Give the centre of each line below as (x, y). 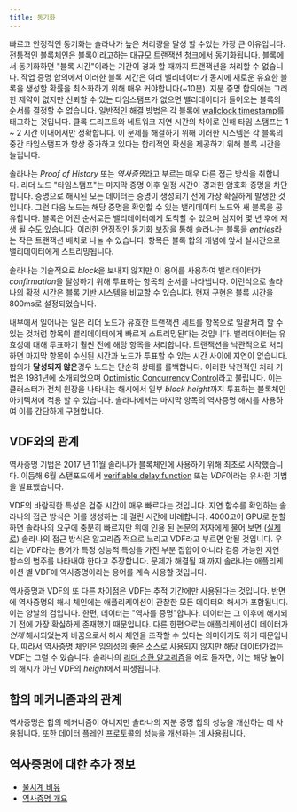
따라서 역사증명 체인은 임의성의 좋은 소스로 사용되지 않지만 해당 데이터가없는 (152, 646)
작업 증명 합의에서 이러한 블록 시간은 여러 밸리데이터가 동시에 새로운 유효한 (150, 77)
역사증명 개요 (45, 799)
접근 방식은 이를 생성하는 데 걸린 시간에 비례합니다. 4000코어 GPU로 (151, 516)
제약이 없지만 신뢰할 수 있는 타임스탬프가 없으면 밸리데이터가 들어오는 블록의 (150, 99)
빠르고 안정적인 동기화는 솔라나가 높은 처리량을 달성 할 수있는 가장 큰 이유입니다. (148, 43)
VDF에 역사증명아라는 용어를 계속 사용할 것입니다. (121, 572)
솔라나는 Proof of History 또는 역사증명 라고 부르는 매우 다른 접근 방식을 (133, 173)
